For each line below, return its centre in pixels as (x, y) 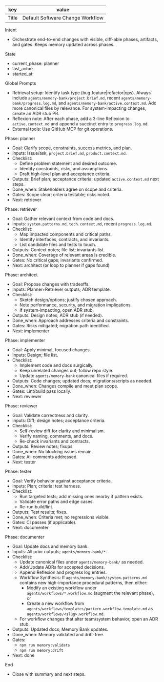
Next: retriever (27, 200)
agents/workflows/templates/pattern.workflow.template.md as (90, 609)
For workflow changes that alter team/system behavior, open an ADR (89, 619)
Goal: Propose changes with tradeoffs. (51, 284)
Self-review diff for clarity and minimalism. (62, 431)
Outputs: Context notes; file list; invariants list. (58, 250)
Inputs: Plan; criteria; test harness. (47, 486)
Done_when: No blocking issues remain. (52, 451)
